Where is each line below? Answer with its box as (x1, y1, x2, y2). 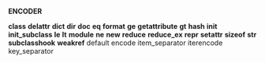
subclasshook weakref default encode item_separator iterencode (8, 38, 223, 47)
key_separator (8, 47, 54, 55)
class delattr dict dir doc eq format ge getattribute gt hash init (8, 22, 218, 30)
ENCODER (8, 7, 43, 16)
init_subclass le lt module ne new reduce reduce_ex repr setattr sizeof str (8, 30, 257, 39)
